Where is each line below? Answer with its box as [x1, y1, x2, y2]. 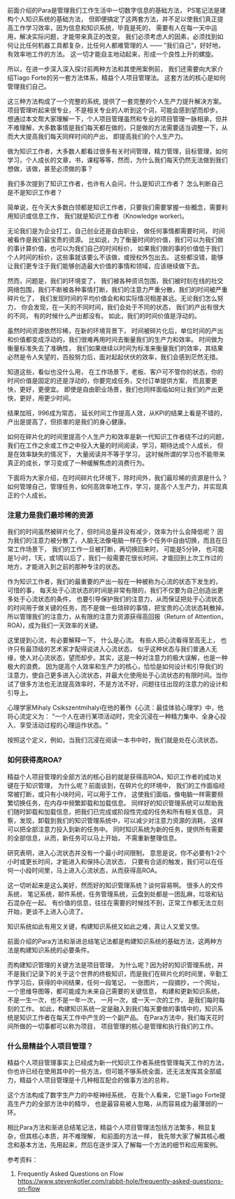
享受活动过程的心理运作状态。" [19, 721, 108, 730]
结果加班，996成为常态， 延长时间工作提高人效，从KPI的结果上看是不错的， [7, 409, 227, 417]
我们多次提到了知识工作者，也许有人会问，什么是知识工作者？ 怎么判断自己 [7, 179, 224, 188]
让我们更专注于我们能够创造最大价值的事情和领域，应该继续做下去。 [7, 262, 204, 270]
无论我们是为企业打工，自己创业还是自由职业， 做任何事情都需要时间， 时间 [7, 227, 225, 235]
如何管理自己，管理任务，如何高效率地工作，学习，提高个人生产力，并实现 [7, 483, 222, 490]
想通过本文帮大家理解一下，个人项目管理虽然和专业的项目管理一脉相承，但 [7, 115, 222, 123]
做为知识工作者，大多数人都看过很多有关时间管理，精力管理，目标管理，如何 [7, 147, 228, 155]
